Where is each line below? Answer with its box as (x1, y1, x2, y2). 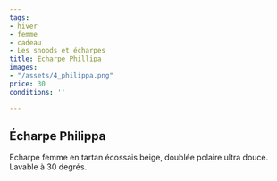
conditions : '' (9, 87, 66, 96)
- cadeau (9, 37, 42, 47)
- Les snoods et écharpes (9, 46, 105, 55)
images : (9, 63, 38, 72)
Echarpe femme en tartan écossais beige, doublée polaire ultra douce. (9, 152, 269, 163)
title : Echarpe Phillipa (9, 54, 102, 63)
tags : (9, 12, 29, 22)
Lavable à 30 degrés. (9, 161, 88, 172)
